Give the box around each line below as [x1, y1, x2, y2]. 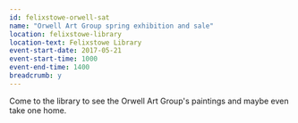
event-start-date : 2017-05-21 [9, 46, 123, 55]
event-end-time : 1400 [9, 63, 90, 72]
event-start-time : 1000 [9, 54, 98, 63]
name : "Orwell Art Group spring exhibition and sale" [9, 21, 215, 30]
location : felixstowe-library [9, 29, 123, 38]
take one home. [9, 104, 67, 116]
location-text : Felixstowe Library [9, 37, 142, 47]
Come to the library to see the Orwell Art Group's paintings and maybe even [9, 95, 289, 106]
